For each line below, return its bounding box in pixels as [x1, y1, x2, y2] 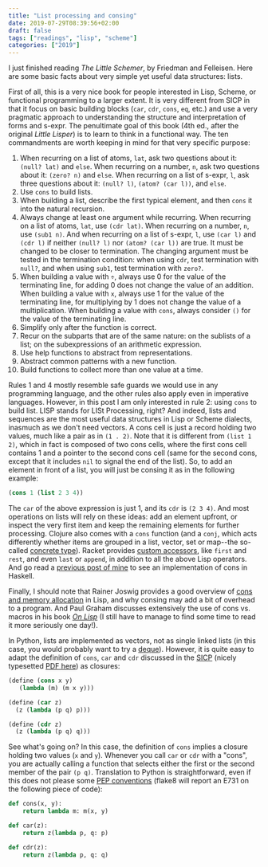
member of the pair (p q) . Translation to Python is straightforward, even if [8, 767, 251, 777]
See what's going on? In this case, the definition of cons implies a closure [8, 742, 249, 751]
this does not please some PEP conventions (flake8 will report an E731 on [8, 776, 250, 786]
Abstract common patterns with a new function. [19, 356, 177, 367]
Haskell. [8, 571, 35, 580]
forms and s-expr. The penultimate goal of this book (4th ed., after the [8, 121, 239, 131]
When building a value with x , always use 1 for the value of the [19, 288, 225, 299]
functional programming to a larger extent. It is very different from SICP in [8, 96, 250, 105]
